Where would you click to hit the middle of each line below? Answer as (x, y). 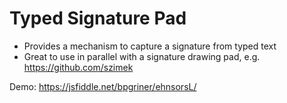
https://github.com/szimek (78, 67)
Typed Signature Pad (98, 18)
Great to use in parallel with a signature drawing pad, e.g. (142, 56)
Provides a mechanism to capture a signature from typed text (150, 46)
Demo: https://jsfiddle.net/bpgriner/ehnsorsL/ (103, 86)
